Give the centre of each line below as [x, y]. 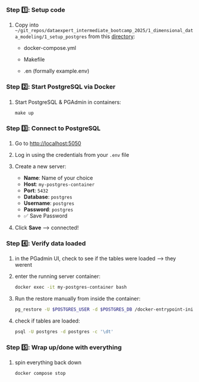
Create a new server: [40, 166]
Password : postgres [48, 209]
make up [24, 113]
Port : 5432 [36, 190]
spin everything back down [48, 362]
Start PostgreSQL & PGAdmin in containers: [68, 102]
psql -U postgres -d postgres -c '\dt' [64, 332]
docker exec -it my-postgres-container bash [71, 288]
